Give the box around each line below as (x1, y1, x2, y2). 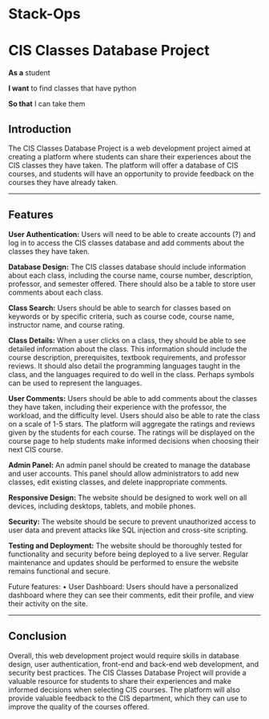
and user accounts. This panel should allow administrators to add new (8, 468, 239, 478)
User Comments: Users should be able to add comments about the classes (8, 393, 258, 403)
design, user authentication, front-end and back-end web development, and (8, 659, 259, 669)
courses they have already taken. (8, 177, 118, 187)
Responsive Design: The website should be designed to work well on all (8, 492, 247, 502)
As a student (8, 68, 50, 78)
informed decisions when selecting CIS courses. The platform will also (8, 685, 240, 694)
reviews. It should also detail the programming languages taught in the (8, 361, 241, 371)
